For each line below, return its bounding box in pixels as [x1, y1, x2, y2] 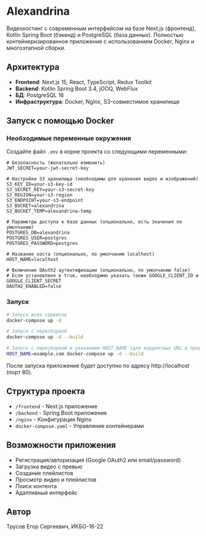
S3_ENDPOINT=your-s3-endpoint [6, 198, 84, 204]
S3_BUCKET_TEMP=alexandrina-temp [6, 208, 92, 214]
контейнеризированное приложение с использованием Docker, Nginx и [6, 37, 195, 45]
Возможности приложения [6, 440, 116, 451]
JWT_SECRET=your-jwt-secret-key [6, 165, 89, 171]
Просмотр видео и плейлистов [15, 476, 97, 483]
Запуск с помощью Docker [6, 115, 115, 126]
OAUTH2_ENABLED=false [6, 284, 62, 290]
